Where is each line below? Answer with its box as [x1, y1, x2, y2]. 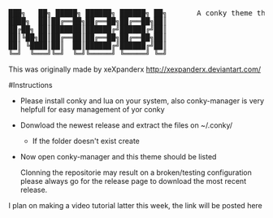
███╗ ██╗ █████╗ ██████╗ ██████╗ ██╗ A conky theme [8, 9, 253, 17]
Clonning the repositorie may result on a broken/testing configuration [19, 168, 252, 177]
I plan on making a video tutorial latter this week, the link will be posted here [8, 201, 262, 210]
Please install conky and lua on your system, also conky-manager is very [19, 96, 265, 106]
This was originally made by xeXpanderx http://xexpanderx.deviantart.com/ [8, 64, 262, 74]
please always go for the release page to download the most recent [19, 177, 246, 185]
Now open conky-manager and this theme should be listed [19, 152, 217, 161]
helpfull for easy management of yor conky [19, 105, 165, 114]
